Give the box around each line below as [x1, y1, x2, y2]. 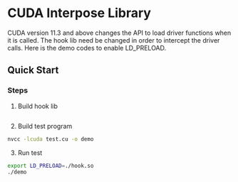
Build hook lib [17, 102, 58, 110]
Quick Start [7, 64, 59, 76]
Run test [17, 148, 43, 157]
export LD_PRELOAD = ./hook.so [7, 162, 94, 169]
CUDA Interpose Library [7, 5, 152, 21]
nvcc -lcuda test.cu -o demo [7, 135, 94, 143]
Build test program [17, 122, 73, 130]
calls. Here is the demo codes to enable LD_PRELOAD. [7, 43, 167, 52]
